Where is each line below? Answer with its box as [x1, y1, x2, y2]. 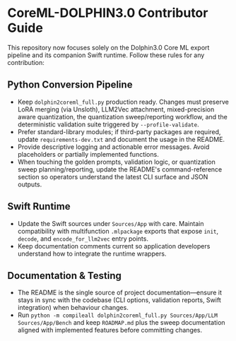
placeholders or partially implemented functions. [17, 150, 159, 158]
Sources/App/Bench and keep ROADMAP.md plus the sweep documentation [17, 318, 225, 327]
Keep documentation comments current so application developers [17, 241, 211, 250]
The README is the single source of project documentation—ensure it [17, 288, 223, 297]
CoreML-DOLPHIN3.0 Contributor [7, 5, 208, 21]
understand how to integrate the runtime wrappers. [17, 249, 167, 258]
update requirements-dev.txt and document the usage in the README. [17, 135, 225, 143]
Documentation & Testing [7, 270, 122, 282]
